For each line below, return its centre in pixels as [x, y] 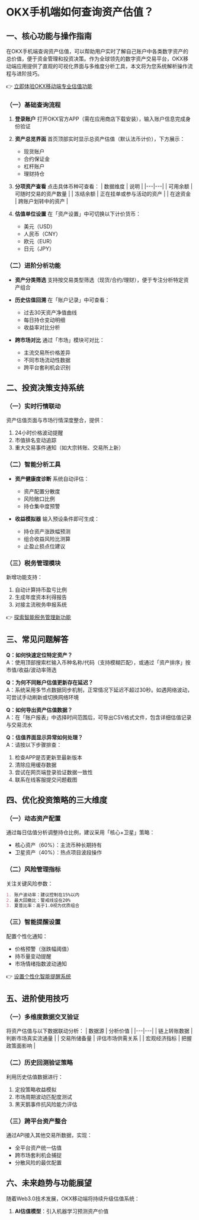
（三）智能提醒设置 [33, 922]
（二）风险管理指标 [33, 869]
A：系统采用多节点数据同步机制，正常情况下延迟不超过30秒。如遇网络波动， [99, 690]
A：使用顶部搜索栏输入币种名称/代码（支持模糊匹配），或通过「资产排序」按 [98, 662]
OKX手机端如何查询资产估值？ [80, 12]
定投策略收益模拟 [36, 1089]
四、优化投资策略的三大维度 [57, 800]
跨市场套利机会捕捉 [38, 1155]
